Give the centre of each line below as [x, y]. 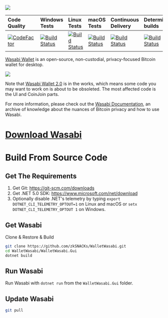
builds [151, 26]
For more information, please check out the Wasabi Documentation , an [78, 104]
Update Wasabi [29, 299]
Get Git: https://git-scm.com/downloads [53, 188]
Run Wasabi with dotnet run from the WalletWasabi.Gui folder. [69, 283]
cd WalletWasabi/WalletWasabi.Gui [41, 251]
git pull [14, 310]
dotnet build [19, 255]
